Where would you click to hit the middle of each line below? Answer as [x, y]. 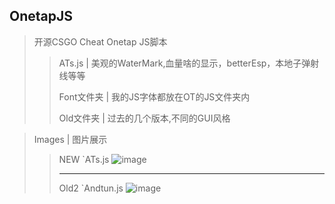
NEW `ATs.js [84, 159]
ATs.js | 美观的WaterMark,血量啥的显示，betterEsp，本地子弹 [184, 63]
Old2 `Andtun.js [91, 188]
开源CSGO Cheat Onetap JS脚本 [100, 41]
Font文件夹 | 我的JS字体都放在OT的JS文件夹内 [154, 96]
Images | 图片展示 [70, 139]
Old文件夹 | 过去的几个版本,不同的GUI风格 [144, 118]
